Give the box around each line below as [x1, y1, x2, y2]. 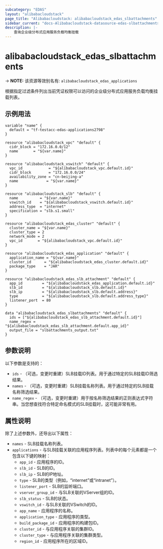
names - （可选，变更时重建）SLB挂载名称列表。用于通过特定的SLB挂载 [12, 383, 154, 389]
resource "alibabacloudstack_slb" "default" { [5, 191, 101, 196]
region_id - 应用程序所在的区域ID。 [19, 538, 91, 544]
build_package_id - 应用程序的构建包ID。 [19, 520, 101, 526]
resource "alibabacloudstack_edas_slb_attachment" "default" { [5, 276, 136, 282]
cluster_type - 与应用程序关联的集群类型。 [19, 532, 105, 538]
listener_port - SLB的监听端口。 [19, 483, 86, 490]
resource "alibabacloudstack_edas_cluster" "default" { [5, 221, 120, 226]
